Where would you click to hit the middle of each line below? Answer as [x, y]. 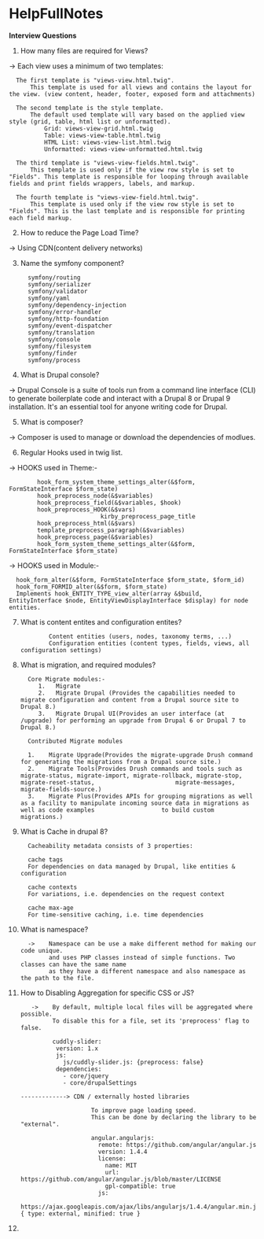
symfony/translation [61, 332]
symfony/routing [54, 277]
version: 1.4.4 [123, 1152]
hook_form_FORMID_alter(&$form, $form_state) [92, 587]
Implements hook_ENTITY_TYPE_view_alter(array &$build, [109, 594]
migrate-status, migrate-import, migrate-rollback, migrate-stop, [131, 776]
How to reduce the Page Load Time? [79, 232]
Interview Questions [43, 35]
